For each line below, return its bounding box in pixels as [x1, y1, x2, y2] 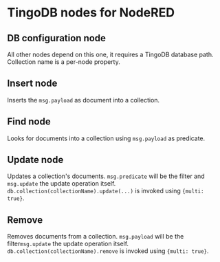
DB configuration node [7, 32, 107, 44]
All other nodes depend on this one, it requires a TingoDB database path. [7, 50, 214, 58]
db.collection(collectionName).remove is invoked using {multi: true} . [7, 247, 209, 255]
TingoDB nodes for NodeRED [7, 5, 175, 21]
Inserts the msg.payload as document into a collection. [7, 96, 160, 104]
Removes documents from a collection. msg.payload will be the [7, 232, 184, 241]
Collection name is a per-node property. [7, 58, 120, 66]
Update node [7, 154, 64, 166]
